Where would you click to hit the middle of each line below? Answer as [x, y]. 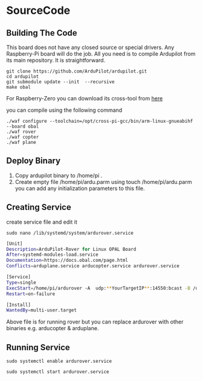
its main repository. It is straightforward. [56, 60]
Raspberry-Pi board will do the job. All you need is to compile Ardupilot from [101, 54]
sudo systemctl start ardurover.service [58, 372]
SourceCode [38, 11]
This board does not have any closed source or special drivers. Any [90, 47]
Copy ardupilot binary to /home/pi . [59, 175]
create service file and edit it [42, 222]
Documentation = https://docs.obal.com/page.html [67, 261]
